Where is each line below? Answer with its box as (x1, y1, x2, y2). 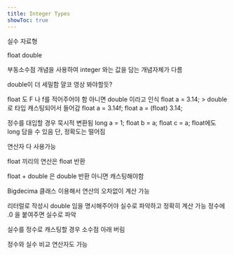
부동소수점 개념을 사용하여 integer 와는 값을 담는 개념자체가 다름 (7, 65, 183, 73)
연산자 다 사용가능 (7, 142, 56, 150)
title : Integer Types (7, 10, 71, 17)
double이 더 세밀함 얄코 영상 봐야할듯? (7, 80, 113, 88)
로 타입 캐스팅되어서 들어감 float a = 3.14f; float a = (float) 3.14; (7, 103, 184, 112)
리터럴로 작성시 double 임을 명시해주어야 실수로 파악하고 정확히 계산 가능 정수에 (7, 201, 226, 210)
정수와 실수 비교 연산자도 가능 (7, 240, 88, 248)
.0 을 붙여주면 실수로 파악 (7, 210, 77, 219)
